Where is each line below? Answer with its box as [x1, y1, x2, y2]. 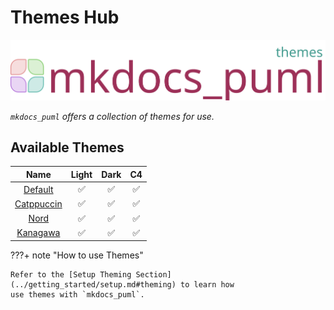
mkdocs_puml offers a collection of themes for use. [10, 110, 215, 122]
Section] [135, 270, 172, 280]
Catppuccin [14, 197, 63, 210]
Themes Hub [10, 6, 120, 29]
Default [23, 183, 54, 195]
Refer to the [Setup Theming [10, 270, 132, 280]
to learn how [180, 280, 235, 290]
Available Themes [10, 139, 125, 156]
